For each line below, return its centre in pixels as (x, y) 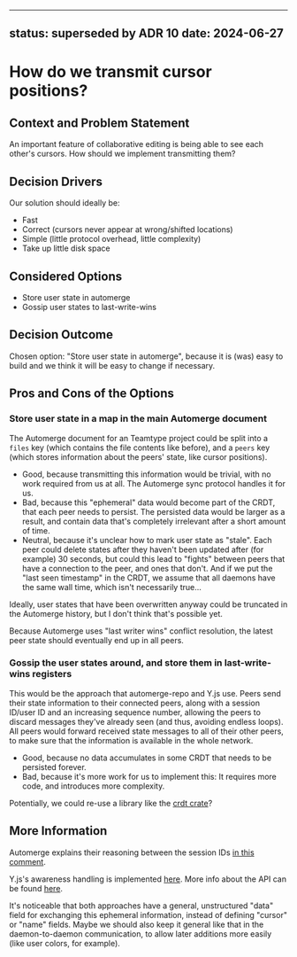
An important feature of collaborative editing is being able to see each (136, 144)
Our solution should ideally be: (65, 203)
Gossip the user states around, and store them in (116, 663)
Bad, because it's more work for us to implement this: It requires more (149, 776)
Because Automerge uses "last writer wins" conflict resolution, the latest (141, 631)
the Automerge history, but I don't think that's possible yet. (116, 613)
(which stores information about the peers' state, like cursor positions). (138, 456)
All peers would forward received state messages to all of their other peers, (147, 731)
